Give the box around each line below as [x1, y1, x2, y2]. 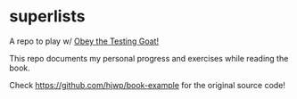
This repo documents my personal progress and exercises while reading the [9, 53, 289, 63]
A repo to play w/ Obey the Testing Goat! [9, 36, 159, 46]
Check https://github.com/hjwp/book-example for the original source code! [9, 79, 285, 90]
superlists [9, 6, 86, 27]
